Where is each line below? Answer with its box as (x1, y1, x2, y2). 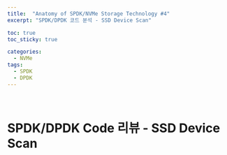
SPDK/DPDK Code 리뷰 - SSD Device (7, 120, 221, 136)
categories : (7, 48, 42, 56)
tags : (7, 61, 23, 68)
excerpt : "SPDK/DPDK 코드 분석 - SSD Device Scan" (7, 17, 152, 24)
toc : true (7, 29, 36, 36)
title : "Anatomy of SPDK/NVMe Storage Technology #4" (7, 10, 170, 17)
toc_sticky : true (7, 36, 58, 43)
